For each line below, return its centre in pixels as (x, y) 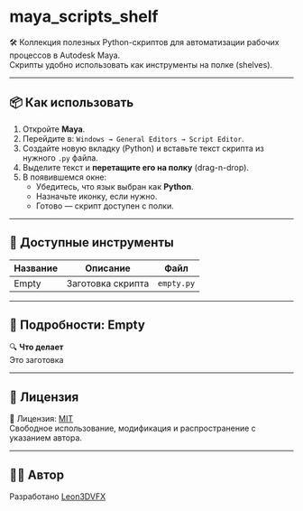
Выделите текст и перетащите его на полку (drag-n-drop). (136, 167)
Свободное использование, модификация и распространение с (133, 428)
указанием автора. (46, 438)
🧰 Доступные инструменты (92, 242)
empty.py (176, 283)
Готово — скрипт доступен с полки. (105, 206)
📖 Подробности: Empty (78, 325)
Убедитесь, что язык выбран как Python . (115, 186)
